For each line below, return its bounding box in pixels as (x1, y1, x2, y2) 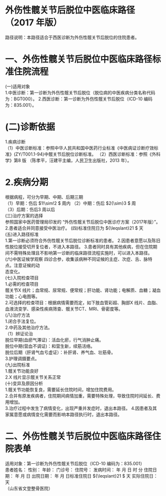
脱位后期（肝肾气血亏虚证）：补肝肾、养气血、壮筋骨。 (5, 349, 116, 355)
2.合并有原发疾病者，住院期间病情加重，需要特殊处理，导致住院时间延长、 (5, 393, 157, 399)
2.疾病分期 (5, 177, 48, 188)
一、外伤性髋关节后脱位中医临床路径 (5, 54, 153, 65)
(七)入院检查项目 (5, 274, 39, 281)
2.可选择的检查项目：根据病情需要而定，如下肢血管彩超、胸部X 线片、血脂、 (5, 299, 161, 306)
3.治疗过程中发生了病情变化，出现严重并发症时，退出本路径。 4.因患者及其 (5, 405, 157, 411)
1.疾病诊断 (5, 139, 26, 145)
